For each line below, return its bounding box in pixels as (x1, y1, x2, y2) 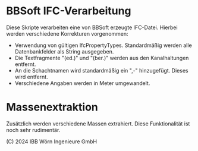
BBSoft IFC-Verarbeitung (6, 4, 132, 18)
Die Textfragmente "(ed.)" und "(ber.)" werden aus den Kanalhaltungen (14, 54, 189, 61)
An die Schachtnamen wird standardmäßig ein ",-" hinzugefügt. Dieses (14, 67, 188, 74)
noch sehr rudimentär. (6, 126, 61, 133)
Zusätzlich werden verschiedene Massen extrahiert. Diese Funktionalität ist (6, 120, 190, 127)
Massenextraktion (6, 100, 98, 114)
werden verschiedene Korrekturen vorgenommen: (6, 30, 129, 37)
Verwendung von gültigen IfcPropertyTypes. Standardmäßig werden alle (14, 42, 192, 49)
